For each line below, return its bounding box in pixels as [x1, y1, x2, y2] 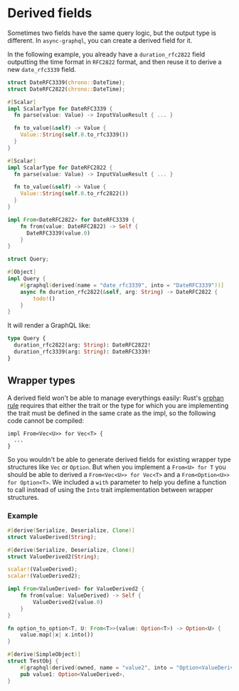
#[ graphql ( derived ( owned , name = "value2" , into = [20, 664, 174, 671]
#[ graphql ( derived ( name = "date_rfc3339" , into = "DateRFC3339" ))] [20, 282, 224, 289]
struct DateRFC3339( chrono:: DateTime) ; [7, 78, 126, 86]
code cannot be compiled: [7, 416, 84, 425]
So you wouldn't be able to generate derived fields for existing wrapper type [7, 455, 231, 464]
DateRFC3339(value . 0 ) [26, 230, 91, 237]
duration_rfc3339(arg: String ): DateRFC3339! [14, 348, 152, 356]
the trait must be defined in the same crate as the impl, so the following [7, 409, 216, 417]
